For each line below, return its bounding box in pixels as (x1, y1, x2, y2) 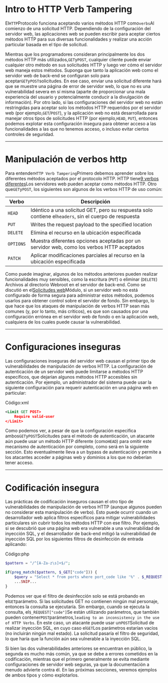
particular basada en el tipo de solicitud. (5, 41, 88, 47)
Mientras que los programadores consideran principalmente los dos (5, 51, 145, 57)
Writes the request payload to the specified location (30, 221, 152, 228)
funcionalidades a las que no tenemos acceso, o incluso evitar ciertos (5, 126, 149, 132)
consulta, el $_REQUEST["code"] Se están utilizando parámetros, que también (5, 609, 159, 615)
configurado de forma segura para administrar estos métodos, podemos (5, 292, 154, 298)
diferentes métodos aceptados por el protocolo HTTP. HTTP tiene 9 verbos (5, 175, 159, 181)
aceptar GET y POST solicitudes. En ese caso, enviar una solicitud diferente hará (5, 78, 161, 84)
